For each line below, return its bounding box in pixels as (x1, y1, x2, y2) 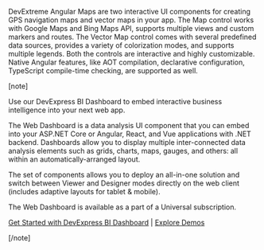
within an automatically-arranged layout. (8, 154, 141, 164)
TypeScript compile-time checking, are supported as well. (8, 66, 199, 75)
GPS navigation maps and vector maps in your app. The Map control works (8, 15, 254, 25)
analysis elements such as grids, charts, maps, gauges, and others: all (8, 146, 239, 155)
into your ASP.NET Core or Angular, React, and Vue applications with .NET (8, 129, 252, 139)
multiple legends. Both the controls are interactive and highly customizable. (8, 49, 255, 58)
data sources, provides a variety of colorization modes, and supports (8, 41, 235, 50)
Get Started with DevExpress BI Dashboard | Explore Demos (8, 218, 205, 227)
